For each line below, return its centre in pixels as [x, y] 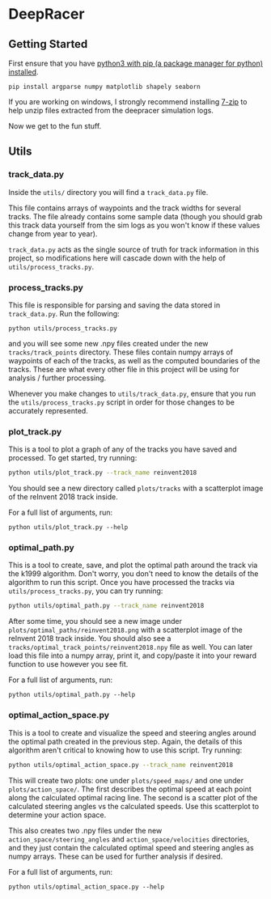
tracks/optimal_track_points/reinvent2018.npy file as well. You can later [131, 647]
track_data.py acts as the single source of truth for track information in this [134, 249]
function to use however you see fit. [68, 664]
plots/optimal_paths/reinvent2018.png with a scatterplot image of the [125, 630]
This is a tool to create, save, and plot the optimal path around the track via [133, 565]
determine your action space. [57, 815]
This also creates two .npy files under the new [85, 830]
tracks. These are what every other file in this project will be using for [124, 369]
